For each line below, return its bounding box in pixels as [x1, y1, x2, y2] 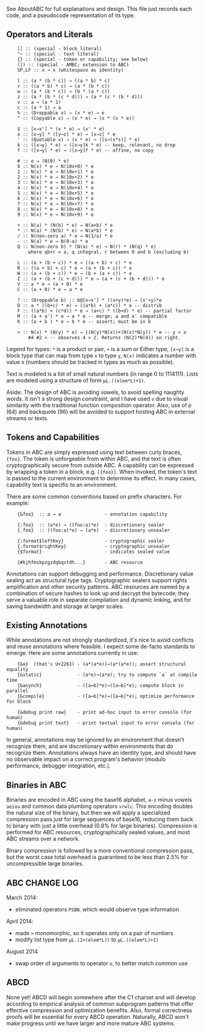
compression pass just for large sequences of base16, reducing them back [6, 816, 194, 823]
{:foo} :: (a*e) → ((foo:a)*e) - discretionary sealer [17, 522, 165, 528]
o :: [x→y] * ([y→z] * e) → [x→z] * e [17, 131, 116, 137]
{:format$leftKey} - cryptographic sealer [17, 538, 165, 544]
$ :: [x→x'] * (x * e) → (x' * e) [17, 125, 105, 132]
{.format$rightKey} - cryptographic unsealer [17, 543, 171, 549]
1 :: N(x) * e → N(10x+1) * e [17, 168, 94, 175]
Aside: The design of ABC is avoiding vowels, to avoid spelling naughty [6, 388, 185, 396]
